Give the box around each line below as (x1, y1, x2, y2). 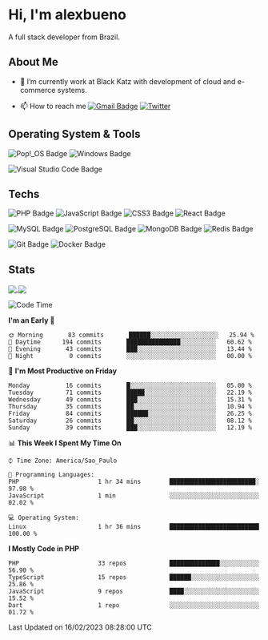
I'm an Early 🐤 (8, 316, 55, 325)
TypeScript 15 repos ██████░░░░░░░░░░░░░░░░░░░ (8, 574, 260, 582)
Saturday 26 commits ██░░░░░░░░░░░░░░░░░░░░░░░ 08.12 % (8, 417, 252, 425)
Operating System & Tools (8, 127, 142, 141)
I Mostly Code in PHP (8, 544, 80, 553)
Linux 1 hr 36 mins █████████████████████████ (8, 523, 260, 531)
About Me (8, 55, 58, 69)
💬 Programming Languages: (8, 471, 94, 479)
